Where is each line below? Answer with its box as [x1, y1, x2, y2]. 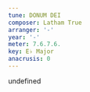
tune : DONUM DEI [8, 11, 61, 19]
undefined [8, 76, 41, 86]
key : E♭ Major [8, 48, 55, 55]
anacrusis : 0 [8, 55, 51, 63]
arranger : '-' [8, 26, 55, 34]
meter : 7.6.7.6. [8, 41, 61, 48]
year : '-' [8, 33, 41, 41]
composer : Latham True [8, 19, 82, 27]
